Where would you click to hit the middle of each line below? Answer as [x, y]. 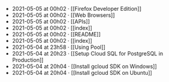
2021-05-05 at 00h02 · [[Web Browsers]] [63, 15]
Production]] [28, 60]
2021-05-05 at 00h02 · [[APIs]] [51, 21]
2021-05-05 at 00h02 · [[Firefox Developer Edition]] [77, 9]
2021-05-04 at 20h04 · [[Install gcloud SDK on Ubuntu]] [82, 73]
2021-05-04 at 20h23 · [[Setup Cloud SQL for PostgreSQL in [88, 53]
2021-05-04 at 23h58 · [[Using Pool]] [59, 47]
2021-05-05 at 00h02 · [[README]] [56, 34]
